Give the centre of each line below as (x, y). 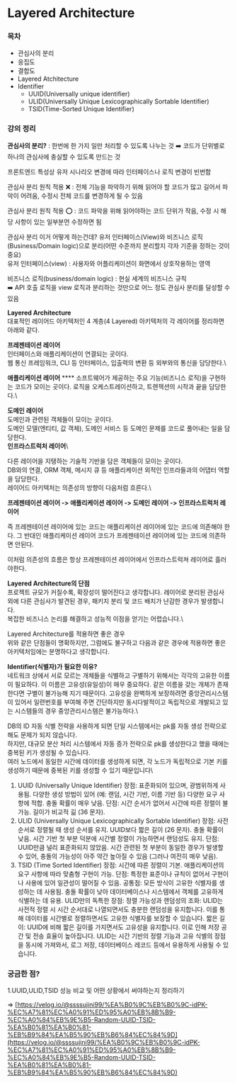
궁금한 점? (24, 974)
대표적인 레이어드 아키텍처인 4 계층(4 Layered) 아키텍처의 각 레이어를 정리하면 (116, 321)
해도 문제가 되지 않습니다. (42, 734)
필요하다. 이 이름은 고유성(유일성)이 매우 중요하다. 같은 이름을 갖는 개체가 (115, 684)
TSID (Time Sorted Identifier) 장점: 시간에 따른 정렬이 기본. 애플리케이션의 (121, 865)
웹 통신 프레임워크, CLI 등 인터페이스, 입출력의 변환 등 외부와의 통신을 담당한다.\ (117, 362)
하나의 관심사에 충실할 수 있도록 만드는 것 (64, 157)
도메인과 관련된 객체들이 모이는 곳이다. (60, 419)
